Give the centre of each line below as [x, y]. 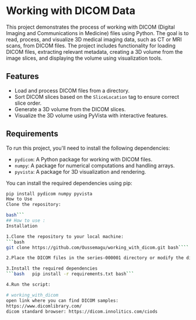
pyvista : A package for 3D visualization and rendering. [80, 171]
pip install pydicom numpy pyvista [49, 194]
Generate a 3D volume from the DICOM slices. [70, 109]
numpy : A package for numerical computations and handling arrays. [94, 166]
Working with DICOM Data [71, 11]
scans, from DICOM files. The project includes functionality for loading [91, 46]
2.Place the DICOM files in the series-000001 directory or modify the [95, 258]
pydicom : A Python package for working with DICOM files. [83, 159]
